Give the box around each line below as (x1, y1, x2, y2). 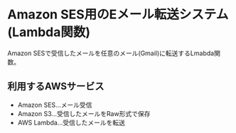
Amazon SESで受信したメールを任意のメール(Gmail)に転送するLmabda (7, 49, 215, 57)
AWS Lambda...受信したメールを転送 (17, 118, 126, 127)
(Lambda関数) (7, 24, 91, 40)
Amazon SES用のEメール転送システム (7, 6, 229, 23)
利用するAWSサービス (7, 81, 104, 93)
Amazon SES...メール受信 (17, 100, 92, 109)
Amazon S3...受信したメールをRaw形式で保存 (17, 109, 151, 117)
